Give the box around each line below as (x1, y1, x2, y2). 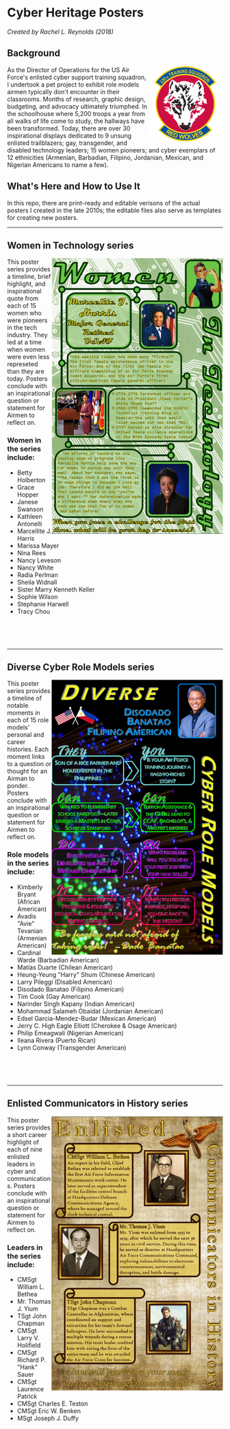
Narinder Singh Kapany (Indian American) (16, 1000, 135, 1008)
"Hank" (16, 1362, 38, 1371)
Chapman (16, 1319, 45, 1327)
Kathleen (16, 512, 42, 520)
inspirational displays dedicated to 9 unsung (7, 131, 132, 139)
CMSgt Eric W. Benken (16, 1406, 81, 1415)
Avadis (16, 912, 36, 920)
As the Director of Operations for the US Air (7, 65, 130, 74)
